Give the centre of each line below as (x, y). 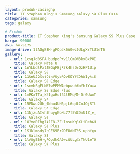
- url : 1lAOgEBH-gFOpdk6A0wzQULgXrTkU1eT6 (53, 140)
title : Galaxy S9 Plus (37, 144)
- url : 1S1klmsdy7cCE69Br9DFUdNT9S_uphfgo (53, 131)
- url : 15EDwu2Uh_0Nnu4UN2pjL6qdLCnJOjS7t (53, 104)
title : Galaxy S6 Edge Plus (42, 90)
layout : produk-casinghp (30, 9)
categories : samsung (26, 18)
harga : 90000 (18, 41)
